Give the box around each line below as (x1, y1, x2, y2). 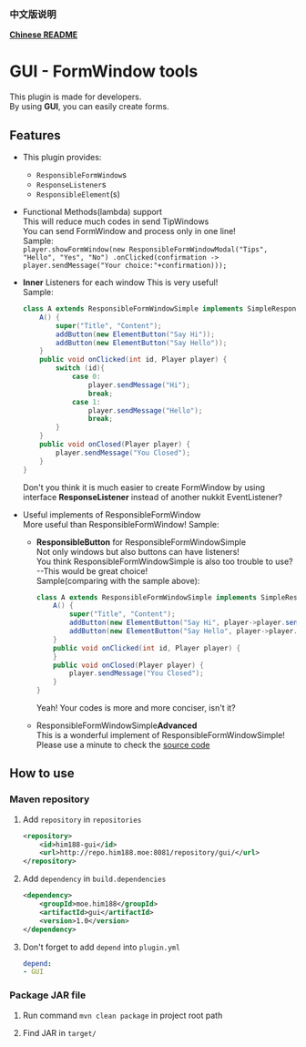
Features (9, 128, 61, 143)
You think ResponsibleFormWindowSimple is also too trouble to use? (36, 556, 293, 567)
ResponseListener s (36, 180, 107, 190)
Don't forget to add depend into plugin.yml (22, 941, 180, 952)
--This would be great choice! (36, 565, 148, 576)
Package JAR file (9, 989, 87, 1001)
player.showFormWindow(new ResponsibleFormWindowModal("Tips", (22, 245, 269, 254)
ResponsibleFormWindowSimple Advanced (36, 720, 198, 731)
